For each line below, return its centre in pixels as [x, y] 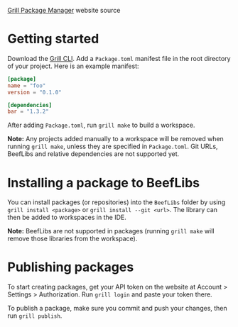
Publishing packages [71, 267]
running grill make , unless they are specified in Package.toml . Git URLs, [113, 146]
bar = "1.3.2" [28, 112]
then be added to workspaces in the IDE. [67, 217]
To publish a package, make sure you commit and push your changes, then [117, 309]
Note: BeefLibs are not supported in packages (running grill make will [111, 231]
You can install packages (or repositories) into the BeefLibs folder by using [117, 202]
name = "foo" [27, 85]
